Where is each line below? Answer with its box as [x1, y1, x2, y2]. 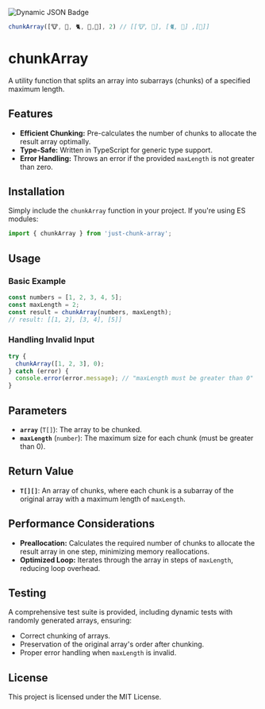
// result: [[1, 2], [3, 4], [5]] [8, 316, 123, 324]
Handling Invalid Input [8, 334, 95, 345]
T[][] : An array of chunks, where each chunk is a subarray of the [19, 485, 234, 495]
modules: [8, 214, 39, 224]
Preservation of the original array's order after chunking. [19, 639, 205, 650]
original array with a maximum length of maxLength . [19, 494, 186, 504]
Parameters [8, 404, 67, 417]
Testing [8, 587, 47, 600]
